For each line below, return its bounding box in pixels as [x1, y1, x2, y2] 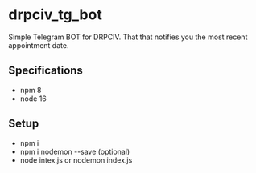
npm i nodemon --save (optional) [19, 147, 130, 156]
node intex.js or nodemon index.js [19, 155, 133, 165]
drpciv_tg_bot [8, 6, 102, 24]
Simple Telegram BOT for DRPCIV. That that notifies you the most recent [8, 32, 248, 42]
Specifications [8, 64, 83, 78]
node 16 [19, 94, 47, 103]
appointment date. [8, 40, 69, 50]
